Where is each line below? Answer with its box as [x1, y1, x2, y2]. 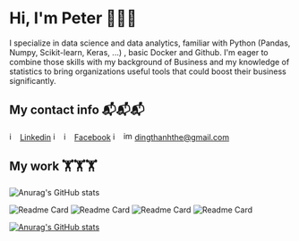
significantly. [9, 75, 56, 86]
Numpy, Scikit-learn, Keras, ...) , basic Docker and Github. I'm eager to [9, 46, 269, 57]
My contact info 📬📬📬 [9, 103, 145, 118]
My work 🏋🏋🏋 [9, 159, 98, 174]
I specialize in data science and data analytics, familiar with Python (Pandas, [9, 37, 291, 48]
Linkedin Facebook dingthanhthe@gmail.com [19, 131, 230, 142]
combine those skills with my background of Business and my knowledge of [9, 56, 290, 67]
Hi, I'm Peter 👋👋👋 [9, 8, 137, 29]
